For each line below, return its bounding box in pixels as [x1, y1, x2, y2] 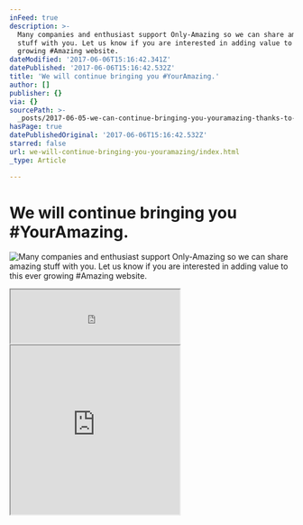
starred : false [9, 139, 67, 148]
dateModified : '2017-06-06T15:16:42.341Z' [9, 55, 171, 64]
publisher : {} [9, 88, 63, 97]
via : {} [9, 97, 39, 106]
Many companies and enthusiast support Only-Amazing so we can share [17, 30, 284, 39]
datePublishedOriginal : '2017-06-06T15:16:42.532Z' [9, 131, 207, 140]
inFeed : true [9, 13, 59, 23]
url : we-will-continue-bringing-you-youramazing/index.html [9, 147, 241, 156]
